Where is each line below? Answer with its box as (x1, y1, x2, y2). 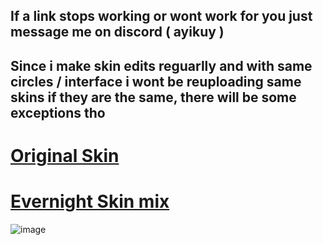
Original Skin (10, 144, 120, 167)
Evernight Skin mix (10, 190, 170, 213)
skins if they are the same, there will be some (10, 89, 297, 106)
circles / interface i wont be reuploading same (10, 73, 302, 90)
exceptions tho (10, 104, 106, 121)
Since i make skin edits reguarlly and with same (10, 57, 313, 74)
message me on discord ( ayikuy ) (10, 24, 225, 41)
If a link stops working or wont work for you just (10, 8, 313, 25)
